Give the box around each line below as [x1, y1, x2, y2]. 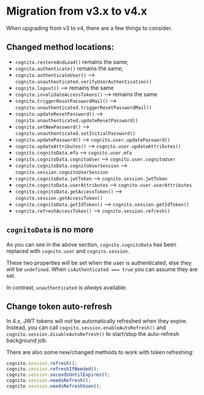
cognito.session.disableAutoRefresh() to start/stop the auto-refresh [6, 330, 180, 338]
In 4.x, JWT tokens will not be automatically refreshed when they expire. [6, 318, 188, 325]
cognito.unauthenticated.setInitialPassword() [15, 130, 136, 136]
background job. [6, 337, 47, 344]
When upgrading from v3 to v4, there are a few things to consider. [6, 24, 172, 32]
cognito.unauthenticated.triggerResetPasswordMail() [15, 105, 152, 111]
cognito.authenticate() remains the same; [15, 65, 124, 72]
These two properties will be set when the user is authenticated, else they [6, 259, 192, 266]
